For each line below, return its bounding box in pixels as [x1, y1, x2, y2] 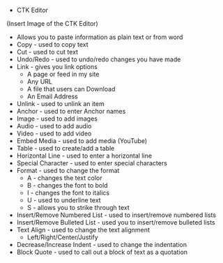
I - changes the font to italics [26, 188, 109, 197]
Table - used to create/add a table [16, 144, 115, 152]
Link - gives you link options [16, 63, 98, 70]
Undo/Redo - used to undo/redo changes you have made [16, 55, 181, 63]
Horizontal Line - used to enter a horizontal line [16, 151, 153, 160]
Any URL [26, 77, 53, 86]
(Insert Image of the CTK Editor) [6, 20, 98, 27]
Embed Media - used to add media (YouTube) [16, 137, 148, 145]
